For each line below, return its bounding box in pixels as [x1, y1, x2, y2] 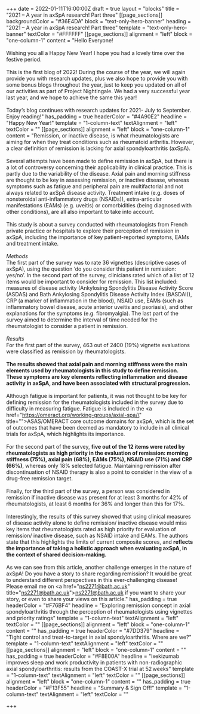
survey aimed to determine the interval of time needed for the [6, 316, 158, 323]
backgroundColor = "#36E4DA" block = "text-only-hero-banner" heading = [6, 18, 192, 24]
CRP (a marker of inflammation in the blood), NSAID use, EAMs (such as [6, 297, 183, 304]
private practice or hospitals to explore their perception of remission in [6, 227, 180, 234]
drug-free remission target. [6, 475, 73, 482]
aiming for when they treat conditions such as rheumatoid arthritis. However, [6, 139, 195, 145]
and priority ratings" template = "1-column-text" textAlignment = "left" [6, 615, 179, 621]
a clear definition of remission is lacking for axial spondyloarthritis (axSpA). [6, 145, 191, 152]
